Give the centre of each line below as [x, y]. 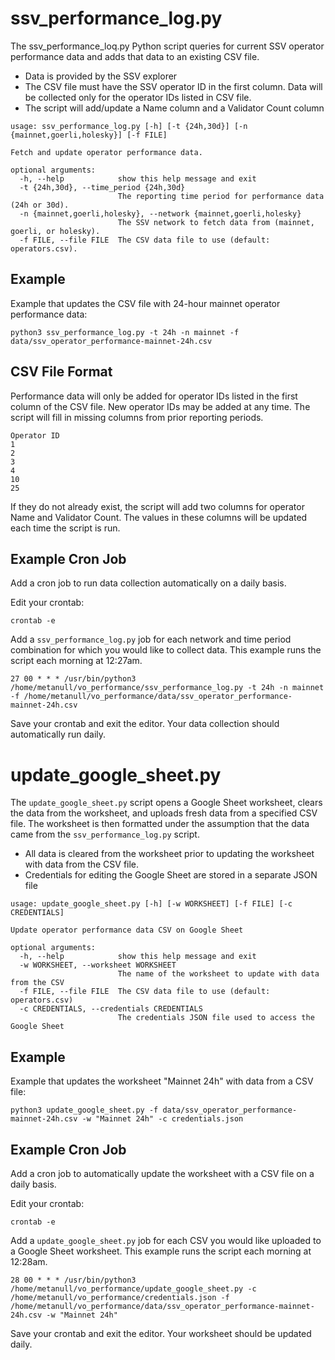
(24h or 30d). [40, 205]
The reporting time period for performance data [221, 196]
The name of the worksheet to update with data [218, 974]
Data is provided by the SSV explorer [101, 76]
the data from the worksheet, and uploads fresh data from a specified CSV [164, 813]
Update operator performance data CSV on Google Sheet [127, 930]
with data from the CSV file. [82, 864]
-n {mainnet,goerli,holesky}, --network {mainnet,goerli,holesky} [160, 213]
